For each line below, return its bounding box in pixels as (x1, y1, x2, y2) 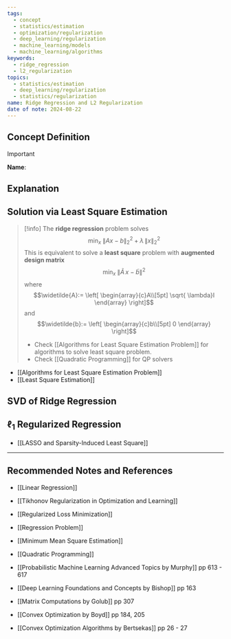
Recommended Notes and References (7, 465, 173, 477)
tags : (7, 10, 23, 17)
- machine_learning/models (13, 42, 91, 49)
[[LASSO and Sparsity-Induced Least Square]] (16, 439, 148, 447)
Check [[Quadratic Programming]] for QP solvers (34, 355, 173, 363)
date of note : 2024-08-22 (7, 106, 81, 113)
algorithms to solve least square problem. (34, 348, 152, 356)
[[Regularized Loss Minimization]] (16, 510, 113, 518)
